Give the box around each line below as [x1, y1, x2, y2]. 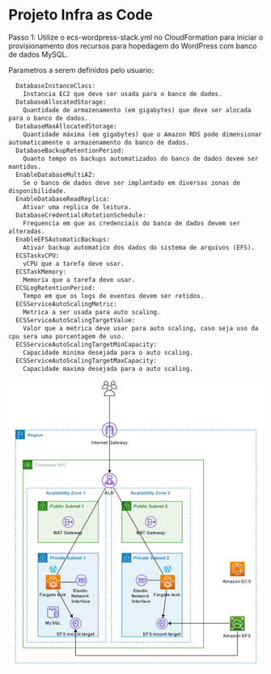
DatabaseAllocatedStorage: [15, 98, 107, 106]
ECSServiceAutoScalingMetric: [15, 300, 117, 308]
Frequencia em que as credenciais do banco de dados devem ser [23, 219, 241, 227]
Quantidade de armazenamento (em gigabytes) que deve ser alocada [23, 106, 252, 114]
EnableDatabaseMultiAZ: [15, 171, 95, 179]
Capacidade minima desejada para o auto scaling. [23, 348, 194, 356]
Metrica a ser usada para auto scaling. [23, 308, 161, 316]
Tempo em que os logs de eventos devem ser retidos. [23, 292, 205, 300]
